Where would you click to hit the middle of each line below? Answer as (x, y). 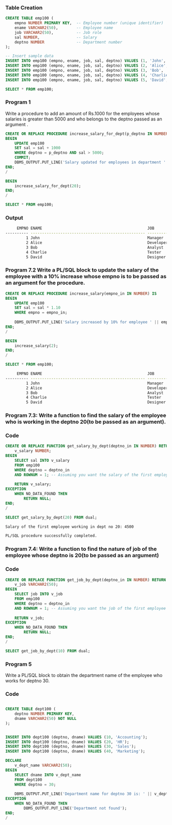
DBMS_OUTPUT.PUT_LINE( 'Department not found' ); (75, 808)
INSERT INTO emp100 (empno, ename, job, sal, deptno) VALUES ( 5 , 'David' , (87, 80)
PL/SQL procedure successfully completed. (51, 536)
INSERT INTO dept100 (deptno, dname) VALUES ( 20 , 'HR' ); (67, 742)
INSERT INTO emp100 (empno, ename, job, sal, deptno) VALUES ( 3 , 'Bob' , (84, 71)
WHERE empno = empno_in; (41, 313)
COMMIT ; (23, 158)
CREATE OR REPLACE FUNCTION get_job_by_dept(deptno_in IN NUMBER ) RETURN (86, 580)
